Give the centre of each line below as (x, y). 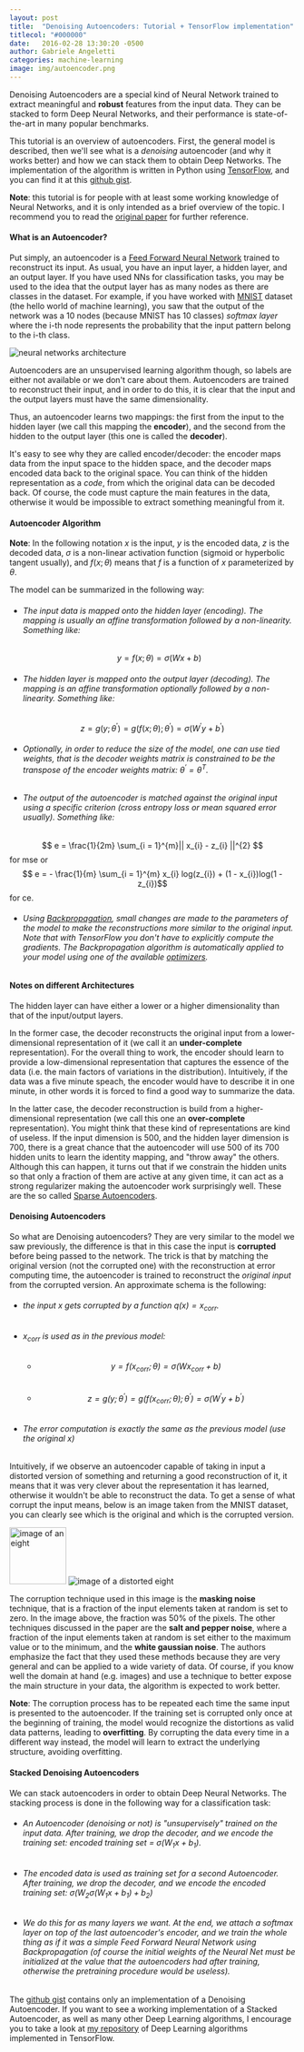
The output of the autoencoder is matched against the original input (150, 798)
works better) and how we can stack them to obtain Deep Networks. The (145, 160)
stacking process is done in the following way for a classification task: (140, 1803)
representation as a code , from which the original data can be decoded (142, 483)
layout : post (34, 18)
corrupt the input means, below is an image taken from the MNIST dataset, (149, 1505)
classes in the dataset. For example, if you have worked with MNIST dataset (151, 297)
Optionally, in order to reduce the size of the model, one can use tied (151, 749)
